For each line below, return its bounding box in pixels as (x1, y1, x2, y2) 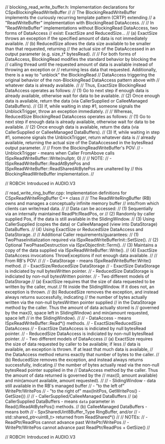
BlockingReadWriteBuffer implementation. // (5, 171, 94, 177)
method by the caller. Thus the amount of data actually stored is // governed (5, 305, 160, 311)
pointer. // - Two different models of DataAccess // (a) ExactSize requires (5, 336, 153, 341)
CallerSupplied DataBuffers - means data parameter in (5, 398, 115, 404)
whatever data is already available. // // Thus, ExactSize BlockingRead (5, 82, 146, 88)
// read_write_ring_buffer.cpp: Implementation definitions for (5, 190, 127, 196)
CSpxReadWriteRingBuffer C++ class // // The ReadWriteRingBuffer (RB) (5, 195, 151, 201)
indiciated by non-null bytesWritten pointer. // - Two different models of (5, 273, 150, 279)
